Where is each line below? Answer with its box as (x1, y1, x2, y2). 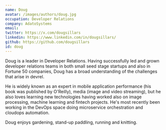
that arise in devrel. (5, 73, 45, 79)
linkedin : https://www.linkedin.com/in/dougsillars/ (5, 35, 116, 40)
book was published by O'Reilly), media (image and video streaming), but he (5, 88, 161, 94)
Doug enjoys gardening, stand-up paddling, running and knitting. (5, 119, 138, 125)
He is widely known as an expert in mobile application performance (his (5, 83, 151, 89)
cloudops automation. (5, 110, 50, 116)
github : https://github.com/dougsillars (5, 40, 90, 45)
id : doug (5, 44, 23, 49)
